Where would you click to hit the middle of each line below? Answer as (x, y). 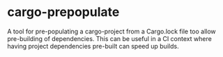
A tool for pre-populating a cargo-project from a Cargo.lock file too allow (111, 31)
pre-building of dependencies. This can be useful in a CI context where (110, 38)
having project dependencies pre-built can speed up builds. (93, 46)
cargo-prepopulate (63, 12)
